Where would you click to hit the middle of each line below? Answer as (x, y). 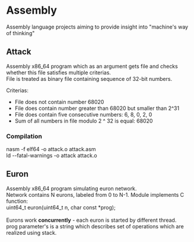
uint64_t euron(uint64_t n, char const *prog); (61, 207)
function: (17, 201)
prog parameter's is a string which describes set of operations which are (95, 226)
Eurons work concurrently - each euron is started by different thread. (91, 220)
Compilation (24, 136)
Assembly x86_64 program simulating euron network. (71, 188)
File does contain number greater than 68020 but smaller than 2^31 (97, 108)
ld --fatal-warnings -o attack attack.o (52, 156)
